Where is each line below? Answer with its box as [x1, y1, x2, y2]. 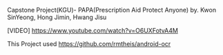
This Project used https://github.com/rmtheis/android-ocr [7, 40, 171, 47]
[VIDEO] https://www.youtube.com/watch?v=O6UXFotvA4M [7, 27, 178, 34]
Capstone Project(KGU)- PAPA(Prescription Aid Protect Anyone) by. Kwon [7, 6, 216, 14]
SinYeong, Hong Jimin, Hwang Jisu [7, 13, 107, 21]
